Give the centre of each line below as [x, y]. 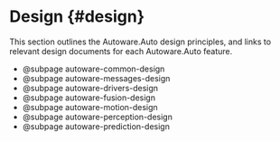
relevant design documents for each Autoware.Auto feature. [121, 51]
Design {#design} [77, 17]
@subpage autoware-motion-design [90, 107]
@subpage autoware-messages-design [96, 78]
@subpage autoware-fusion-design [89, 98]
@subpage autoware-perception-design [98, 117]
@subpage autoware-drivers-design [90, 88]
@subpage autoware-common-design [93, 69]
